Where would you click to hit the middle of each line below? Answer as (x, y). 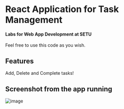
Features (19, 61)
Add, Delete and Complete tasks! (40, 73)
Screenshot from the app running (59, 89)
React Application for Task (62, 9)
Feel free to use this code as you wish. (45, 45)
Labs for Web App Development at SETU (49, 34)
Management (34, 20)
